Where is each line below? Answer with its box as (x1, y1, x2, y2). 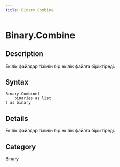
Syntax (5, 78, 29, 87)
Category (5, 142, 36, 151)
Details (5, 114, 28, 123)
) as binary (5, 100, 31, 105)
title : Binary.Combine (5, 7, 54, 13)
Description (5, 49, 43, 59)
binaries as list (14, 96, 52, 101)
